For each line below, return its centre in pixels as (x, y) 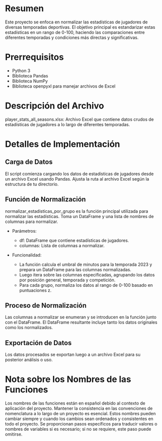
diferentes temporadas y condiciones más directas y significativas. (72, 37)
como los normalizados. (29, 328)
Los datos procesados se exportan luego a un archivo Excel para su (73, 355)
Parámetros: (24, 231)
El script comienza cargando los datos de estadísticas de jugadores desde (79, 174)
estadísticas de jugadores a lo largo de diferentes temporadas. (67, 124)
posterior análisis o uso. (29, 360)
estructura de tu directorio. (32, 184)
